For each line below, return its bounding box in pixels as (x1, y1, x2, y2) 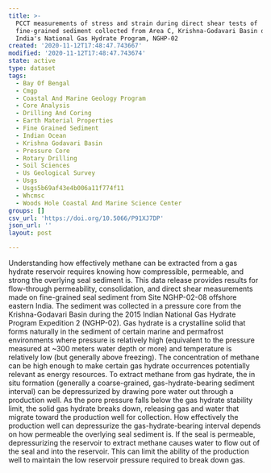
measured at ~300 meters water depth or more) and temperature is (8, 344, 232, 353)
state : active (8, 57, 56, 65)
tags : (8, 72, 27, 80)
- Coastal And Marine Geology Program (15, 94, 147, 102)
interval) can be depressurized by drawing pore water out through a (8, 387, 234, 396)
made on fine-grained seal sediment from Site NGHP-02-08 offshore (8, 293, 237, 302)
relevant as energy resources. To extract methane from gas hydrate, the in (8, 370, 256, 379)
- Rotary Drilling (15, 154, 78, 162)
